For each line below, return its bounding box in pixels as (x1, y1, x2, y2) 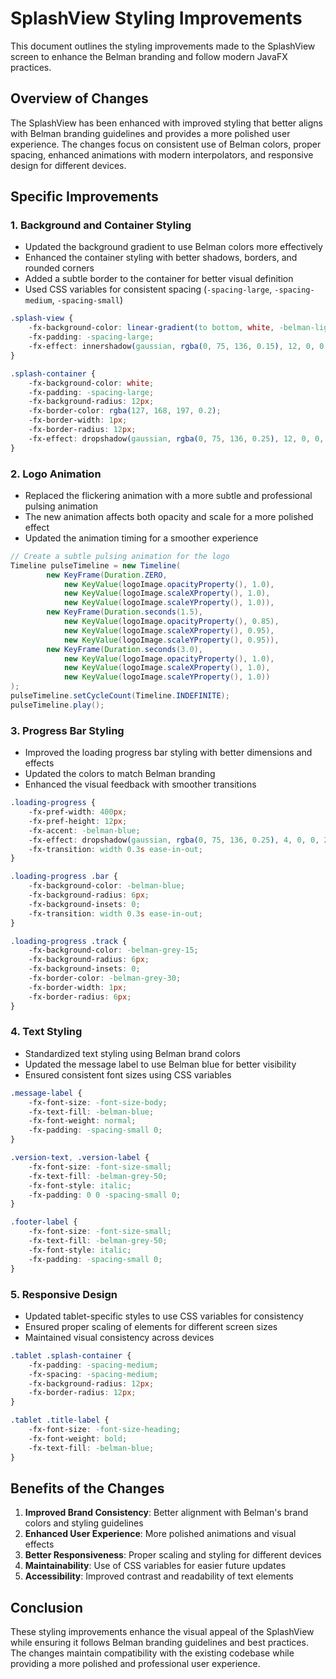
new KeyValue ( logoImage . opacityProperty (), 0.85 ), (63, 617, 280, 627)
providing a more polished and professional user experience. (10, 1658, 261, 1670)
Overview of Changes (10, 90, 149, 107)
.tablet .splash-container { (10, 1350, 132, 1361)
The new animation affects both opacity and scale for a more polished (24, 510, 314, 522)
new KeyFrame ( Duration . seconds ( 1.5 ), (46, 607, 203, 617)
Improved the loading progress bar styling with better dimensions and (24, 747, 313, 759)
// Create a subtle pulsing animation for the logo (10, 551, 230, 561)
